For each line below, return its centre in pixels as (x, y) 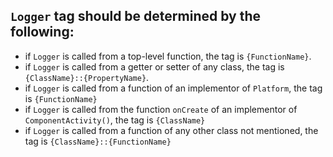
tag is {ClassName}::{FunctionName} (98, 141)
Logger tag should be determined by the (135, 16)
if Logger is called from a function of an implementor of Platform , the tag (173, 88)
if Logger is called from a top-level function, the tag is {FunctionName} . (168, 56)
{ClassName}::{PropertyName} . (87, 77)
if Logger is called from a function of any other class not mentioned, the (171, 130)
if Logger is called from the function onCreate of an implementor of (161, 109)
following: (42, 32)
